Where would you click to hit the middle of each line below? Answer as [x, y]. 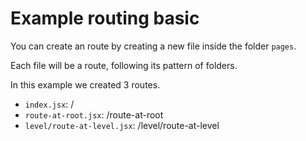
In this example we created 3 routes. [85, 84]
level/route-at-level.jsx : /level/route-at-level [122, 125]
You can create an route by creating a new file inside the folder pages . [153, 46]
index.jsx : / [49, 104]
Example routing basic [105, 18]
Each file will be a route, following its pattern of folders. [124, 65]
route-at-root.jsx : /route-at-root [94, 114]
